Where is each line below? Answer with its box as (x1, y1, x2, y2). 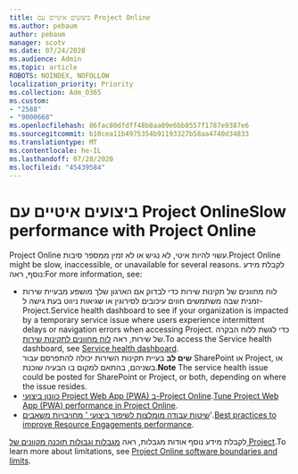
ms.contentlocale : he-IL (9, 146, 102, 155)
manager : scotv (9, 38, 66, 47)
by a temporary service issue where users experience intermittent (21, 315, 265, 326)
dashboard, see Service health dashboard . (21, 343, 179, 354)
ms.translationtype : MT (9, 138, 98, 147)
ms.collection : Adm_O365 (9, 88, 102, 97)
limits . (9, 455, 31, 466)
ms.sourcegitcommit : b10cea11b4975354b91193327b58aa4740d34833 (9, 130, 250, 139)
